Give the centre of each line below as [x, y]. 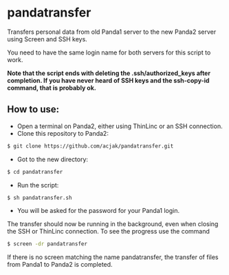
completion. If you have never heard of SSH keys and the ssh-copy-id [108, 80]
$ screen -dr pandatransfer [47, 244]
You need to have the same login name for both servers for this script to [109, 52]
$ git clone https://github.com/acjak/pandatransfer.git [90, 146]
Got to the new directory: [52, 159]
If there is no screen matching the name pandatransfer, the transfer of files [113, 257]
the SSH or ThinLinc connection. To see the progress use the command [108, 232]
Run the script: [38, 185]
